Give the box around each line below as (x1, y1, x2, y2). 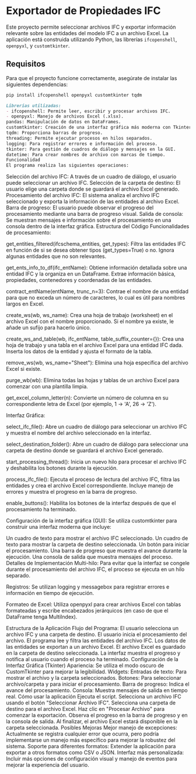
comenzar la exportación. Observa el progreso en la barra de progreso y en (6, 712, 188, 719)
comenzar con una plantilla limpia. (6, 383, 89, 390)
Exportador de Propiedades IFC (6, 4, 161, 18)
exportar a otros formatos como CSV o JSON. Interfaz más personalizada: (6, 749, 184, 756)
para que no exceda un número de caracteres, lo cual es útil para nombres (6, 294, 185, 301)
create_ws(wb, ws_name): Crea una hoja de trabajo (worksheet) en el (6, 312, 173, 319)
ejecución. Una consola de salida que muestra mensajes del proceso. (6, 553, 173, 560)
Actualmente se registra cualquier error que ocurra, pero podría (6, 730, 159, 738)
